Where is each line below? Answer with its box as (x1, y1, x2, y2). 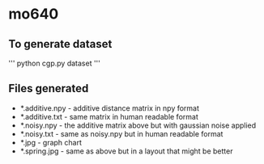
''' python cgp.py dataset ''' (8, 58, 101, 68)
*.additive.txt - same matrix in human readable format (19, 111, 198, 121)
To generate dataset (8, 37, 113, 51)
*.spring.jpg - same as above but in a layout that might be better (19, 146, 233, 156)
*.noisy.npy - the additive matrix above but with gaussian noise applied (19, 120, 257, 130)
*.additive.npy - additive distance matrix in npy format (19, 103, 200, 113)
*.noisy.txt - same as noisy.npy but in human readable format (19, 128, 224, 138)
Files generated (8, 82, 89, 95)
